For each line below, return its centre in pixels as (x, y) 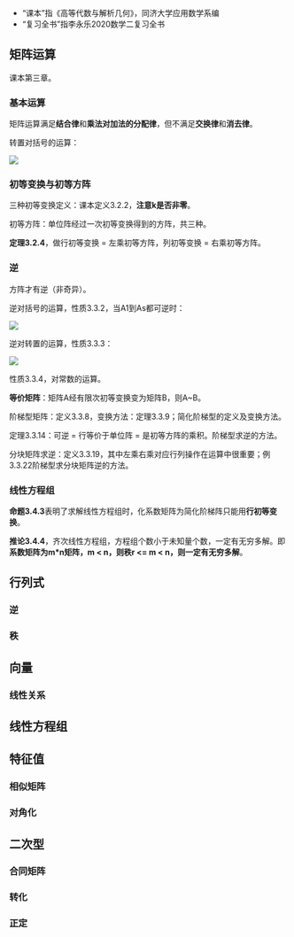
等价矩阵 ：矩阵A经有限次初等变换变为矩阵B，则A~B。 (108, 398)
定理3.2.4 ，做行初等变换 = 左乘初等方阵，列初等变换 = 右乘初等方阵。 (137, 243)
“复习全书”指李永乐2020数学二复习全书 (93, 24)
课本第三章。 (32, 77)
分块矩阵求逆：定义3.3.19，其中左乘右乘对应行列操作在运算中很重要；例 (140, 453)
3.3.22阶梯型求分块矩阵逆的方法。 (71, 465)
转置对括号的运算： (44, 143)
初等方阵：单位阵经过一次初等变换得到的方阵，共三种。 (110, 224)
